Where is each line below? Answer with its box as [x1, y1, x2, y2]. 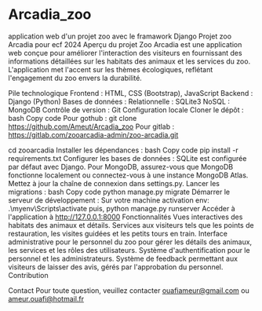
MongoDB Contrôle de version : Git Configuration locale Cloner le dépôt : [8, 104, 244, 115]
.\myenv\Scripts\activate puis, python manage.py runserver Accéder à [8, 203, 235, 213]
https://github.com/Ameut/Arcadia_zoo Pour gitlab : [8, 122, 175, 131]
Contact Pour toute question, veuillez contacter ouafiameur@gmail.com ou [8, 285, 249, 295]
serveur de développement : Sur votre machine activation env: [8, 195, 209, 205]
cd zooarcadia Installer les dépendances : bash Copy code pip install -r [8, 145, 238, 155]
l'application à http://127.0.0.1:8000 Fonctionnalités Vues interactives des [8, 212, 243, 221]
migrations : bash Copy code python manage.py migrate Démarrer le [8, 187, 231, 196]
